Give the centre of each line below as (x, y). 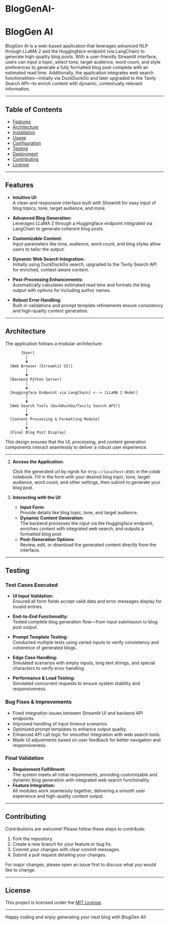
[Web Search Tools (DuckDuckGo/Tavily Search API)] (65, 406)
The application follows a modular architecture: (54, 344)
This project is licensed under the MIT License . (54, 903)
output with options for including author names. (62, 290)
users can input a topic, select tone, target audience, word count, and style (83, 62)
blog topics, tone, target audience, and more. (59, 208)
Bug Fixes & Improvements (38, 702)
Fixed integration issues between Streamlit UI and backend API (78, 713)
